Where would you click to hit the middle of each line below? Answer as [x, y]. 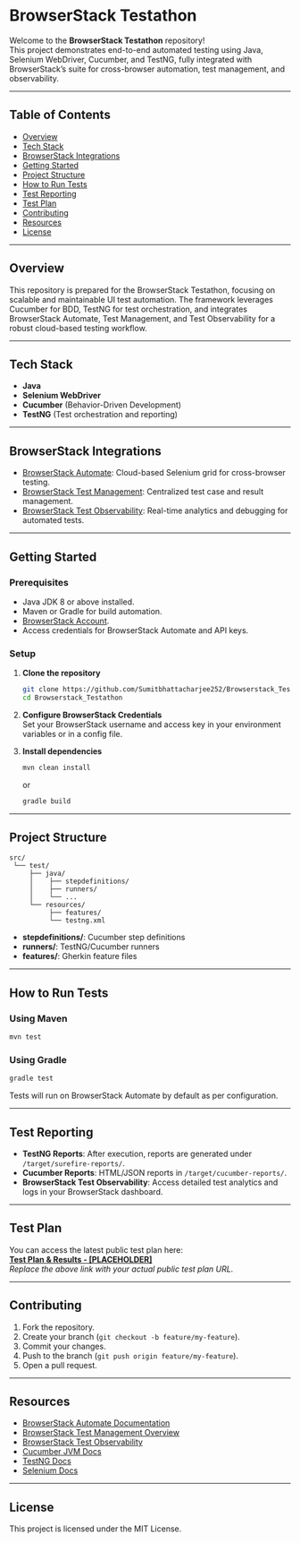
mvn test [25, 1037]
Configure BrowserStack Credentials [92, 715]
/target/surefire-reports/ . [73, 1163]
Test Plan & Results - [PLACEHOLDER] [81, 1259]
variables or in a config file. [72, 733]
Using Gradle [38, 1059]
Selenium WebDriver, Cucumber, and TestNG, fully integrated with [131, 59]
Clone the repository [61, 673]
